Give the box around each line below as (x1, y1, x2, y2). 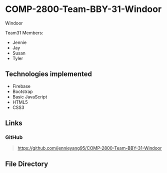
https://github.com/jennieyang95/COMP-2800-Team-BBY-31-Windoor (17, 145, 162, 151)
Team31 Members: (5, 29, 43, 35)
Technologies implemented (5, 70, 92, 78)
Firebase (12, 83, 31, 89)
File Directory (5, 159, 48, 168)
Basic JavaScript (12, 93, 47, 99)
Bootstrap (12, 88, 33, 94)
